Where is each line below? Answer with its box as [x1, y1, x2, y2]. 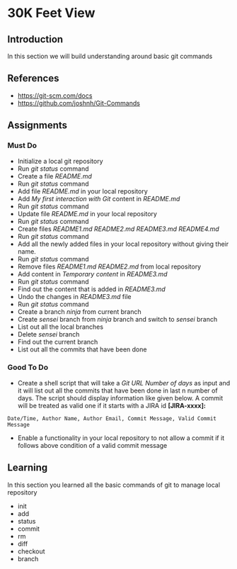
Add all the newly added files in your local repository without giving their [17, 240, 229, 248]
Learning [7, 462, 48, 474]
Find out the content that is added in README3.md [17, 285, 166, 293]
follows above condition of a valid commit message [17, 441, 168, 449]
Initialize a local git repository [17, 157, 104, 165]
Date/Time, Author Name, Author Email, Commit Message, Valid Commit [7, 415, 217, 422]
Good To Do [7, 363, 48, 373]
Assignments [7, 119, 68, 132]
